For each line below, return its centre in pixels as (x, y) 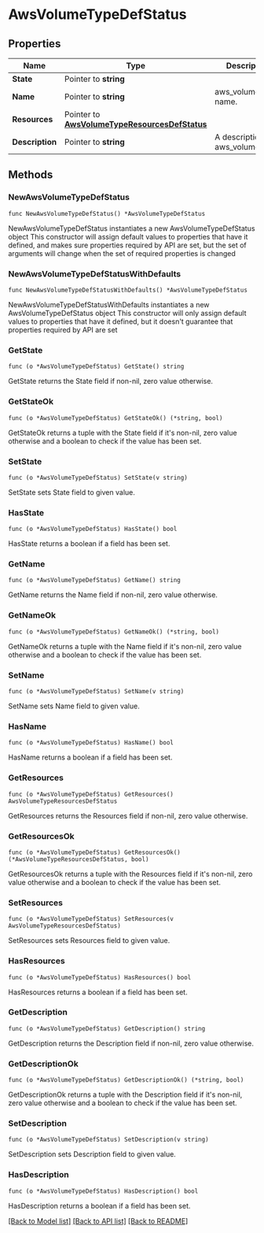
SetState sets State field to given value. (71, 492)
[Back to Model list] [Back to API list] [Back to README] (98, 1221)
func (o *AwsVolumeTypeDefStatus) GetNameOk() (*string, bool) (114, 632)
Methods (31, 175)
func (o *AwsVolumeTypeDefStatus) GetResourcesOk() (94, 852)
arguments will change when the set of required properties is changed (122, 253)
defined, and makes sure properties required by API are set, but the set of (128, 245)
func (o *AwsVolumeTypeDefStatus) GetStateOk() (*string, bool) (115, 418)
